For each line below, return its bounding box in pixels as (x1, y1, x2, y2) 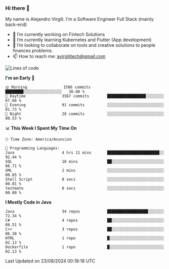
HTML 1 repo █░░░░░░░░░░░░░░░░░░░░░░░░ (5, 236, 164, 241)
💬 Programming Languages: (5, 146, 60, 151)
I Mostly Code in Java (5, 199, 52, 205)
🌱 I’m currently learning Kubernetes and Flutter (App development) (12, 37, 152, 43)
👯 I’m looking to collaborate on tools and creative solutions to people (12, 42, 156, 48)
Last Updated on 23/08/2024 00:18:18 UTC (5, 258, 95, 264)
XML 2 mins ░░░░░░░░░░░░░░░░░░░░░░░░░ (5, 168, 164, 173)
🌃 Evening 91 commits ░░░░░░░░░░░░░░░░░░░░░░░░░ (5, 103, 164, 108)
